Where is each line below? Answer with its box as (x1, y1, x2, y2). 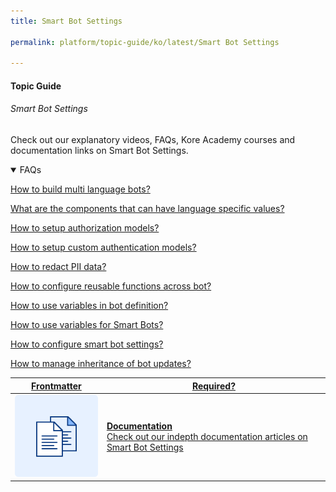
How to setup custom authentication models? (10, 241, 197, 254)
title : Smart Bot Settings (10, 16, 123, 26)
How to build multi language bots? (10, 183, 151, 195)
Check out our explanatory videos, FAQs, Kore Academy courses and (10, 134, 296, 146)
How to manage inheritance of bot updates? (10, 358, 192, 370)
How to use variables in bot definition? (10, 300, 169, 312)
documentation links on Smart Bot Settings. (10, 145, 189, 157)
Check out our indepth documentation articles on (106, 431, 308, 443)
